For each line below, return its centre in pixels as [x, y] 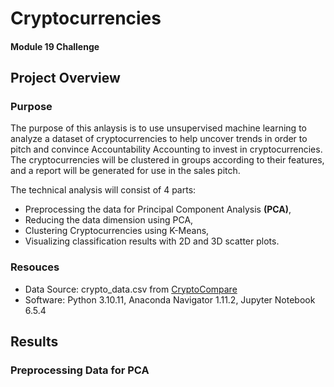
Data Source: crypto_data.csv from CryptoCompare [131, 289]
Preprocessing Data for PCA [80, 370]
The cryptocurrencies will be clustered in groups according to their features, [167, 160]
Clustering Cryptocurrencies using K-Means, [117, 231]
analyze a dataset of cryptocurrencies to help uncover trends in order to [159, 139]
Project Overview [65, 78]
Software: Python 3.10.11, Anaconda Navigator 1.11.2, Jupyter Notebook [170, 299]
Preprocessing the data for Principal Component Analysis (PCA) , [158, 209]
